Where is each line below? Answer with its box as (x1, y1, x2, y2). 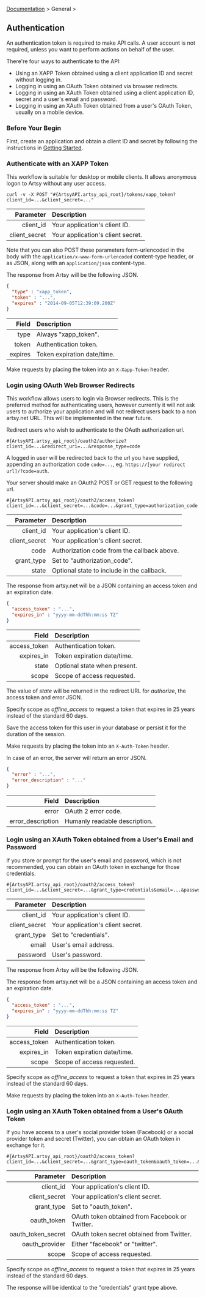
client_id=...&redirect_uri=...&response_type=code (6, 443, 140, 449)
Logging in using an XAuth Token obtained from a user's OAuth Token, (15, 102, 193, 109)
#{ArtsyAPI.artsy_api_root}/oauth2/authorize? (6, 438, 127, 445)
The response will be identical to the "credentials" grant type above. (6, 1284, 178, 1291)
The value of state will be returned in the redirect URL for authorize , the (6, 687, 186, 694)
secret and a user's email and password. (15, 95, 118, 103)
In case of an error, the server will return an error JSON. (6, 754, 147, 761)
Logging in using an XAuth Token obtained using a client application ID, (15, 89, 195, 96)
